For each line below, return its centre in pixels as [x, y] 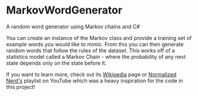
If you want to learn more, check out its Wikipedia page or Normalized [91, 74]
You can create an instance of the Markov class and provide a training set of [99, 38]
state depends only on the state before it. [56, 63]
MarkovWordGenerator [64, 10]
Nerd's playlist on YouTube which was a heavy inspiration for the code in [95, 81]
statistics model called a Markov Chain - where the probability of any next [96, 57]
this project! [21, 87]
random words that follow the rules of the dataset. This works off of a [91, 50]
